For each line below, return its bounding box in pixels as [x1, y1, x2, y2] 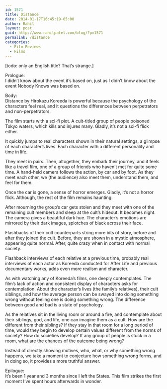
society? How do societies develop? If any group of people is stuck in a [5, 332, 151, 338]
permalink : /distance [5, 35, 50, 40]
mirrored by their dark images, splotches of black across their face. [5, 220, 143, 226]
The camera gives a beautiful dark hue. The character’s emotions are [5, 214, 147, 220]
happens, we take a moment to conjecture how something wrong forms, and [5, 353, 162, 359]
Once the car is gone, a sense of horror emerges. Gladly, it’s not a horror [5, 189, 154, 195]
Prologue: [5, 72, 25, 78]
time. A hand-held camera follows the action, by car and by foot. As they [5, 169, 154, 175]
